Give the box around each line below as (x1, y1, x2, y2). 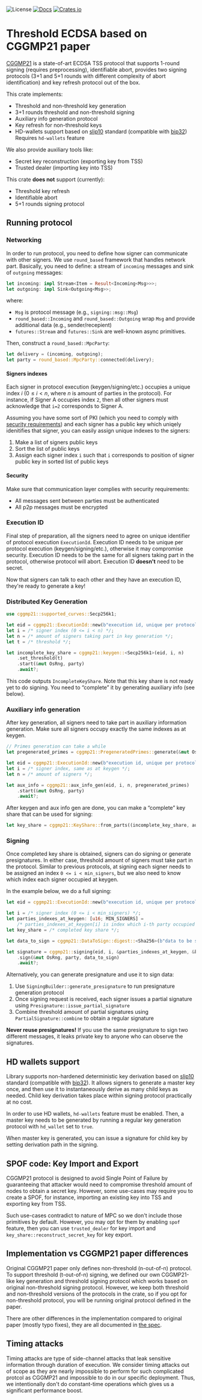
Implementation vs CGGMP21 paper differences (6, 1249, 189, 1259)
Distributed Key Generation (6, 597, 88, 606)
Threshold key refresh (14, 187, 70, 194)
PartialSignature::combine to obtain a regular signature (14, 1014, 155, 1022)
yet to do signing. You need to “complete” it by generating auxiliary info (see (6, 684, 195, 691)
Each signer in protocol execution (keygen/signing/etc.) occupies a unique (6, 383, 191, 390)
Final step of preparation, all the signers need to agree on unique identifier (6, 532, 191, 539)
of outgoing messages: (6, 269, 63, 276)
